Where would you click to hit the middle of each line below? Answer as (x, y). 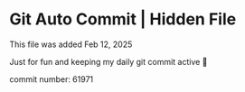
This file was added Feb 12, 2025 (71, 44)
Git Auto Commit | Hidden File (123, 19)
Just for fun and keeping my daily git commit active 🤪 (108, 61)
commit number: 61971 (52, 79)
